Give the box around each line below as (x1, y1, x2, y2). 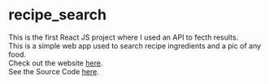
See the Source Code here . (8, 66, 99, 76)
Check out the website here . (8, 58, 103, 68)
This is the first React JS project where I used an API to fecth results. (8, 32, 239, 42)
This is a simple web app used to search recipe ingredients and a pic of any (8, 40, 262, 50)
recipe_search (8, 6, 107, 24)
